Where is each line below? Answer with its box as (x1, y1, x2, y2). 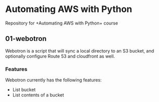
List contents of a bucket (12, 92, 64, 98)
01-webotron (5, 34, 47, 43)
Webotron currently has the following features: (5, 77, 102, 83)
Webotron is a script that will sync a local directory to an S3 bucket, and (5, 47, 154, 53)
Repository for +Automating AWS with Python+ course (5, 20, 118, 26)
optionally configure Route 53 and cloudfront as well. (5, 53, 115, 59)
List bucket (12, 86, 36, 93)
